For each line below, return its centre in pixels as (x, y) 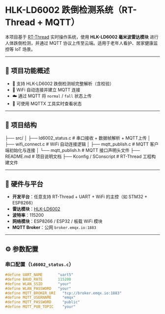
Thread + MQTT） (42, 22)
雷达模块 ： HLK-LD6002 (36, 209)
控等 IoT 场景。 (20, 49)
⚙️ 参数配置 (22, 249)
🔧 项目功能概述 (27, 71)
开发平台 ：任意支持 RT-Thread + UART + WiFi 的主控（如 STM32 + (80, 197)
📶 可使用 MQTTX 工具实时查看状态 (47, 103)
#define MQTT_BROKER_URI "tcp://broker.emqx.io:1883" (63, 293)
